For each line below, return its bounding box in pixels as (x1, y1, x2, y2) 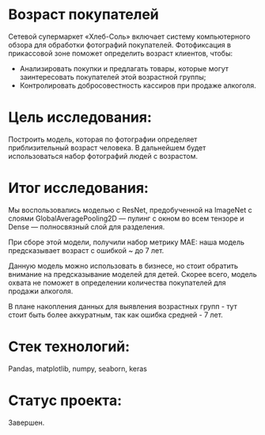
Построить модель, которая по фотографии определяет (8, 134, 198, 144)
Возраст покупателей (8, 6, 160, 24)
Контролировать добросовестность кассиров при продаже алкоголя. (19, 81, 256, 90)
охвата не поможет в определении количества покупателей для (8, 278, 227, 287)
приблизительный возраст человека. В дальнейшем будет (8, 142, 206, 152)
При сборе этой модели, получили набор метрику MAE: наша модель (8, 237, 245, 247)
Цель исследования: (8, 108, 153, 127)
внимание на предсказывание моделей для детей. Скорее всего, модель (8, 269, 257, 278)
